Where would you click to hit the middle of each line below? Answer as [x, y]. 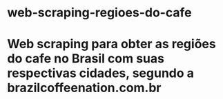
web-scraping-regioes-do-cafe [99, 13]
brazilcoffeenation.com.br [84, 88]
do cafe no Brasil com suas [86, 59]
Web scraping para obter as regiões [111, 44]
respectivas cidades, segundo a [101, 73]
